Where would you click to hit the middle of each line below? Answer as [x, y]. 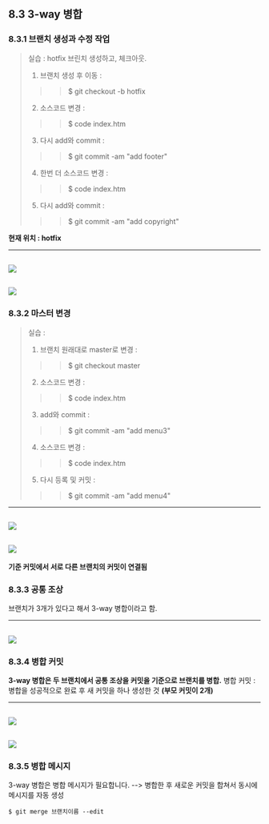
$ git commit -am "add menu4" [119, 496]
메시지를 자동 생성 [36, 795]
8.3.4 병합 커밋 [36, 661]
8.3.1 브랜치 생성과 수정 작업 [59, 39]
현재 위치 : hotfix [35, 238]
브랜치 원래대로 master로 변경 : [88, 349]
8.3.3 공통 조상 [36, 589]
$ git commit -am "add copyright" [123, 221]
